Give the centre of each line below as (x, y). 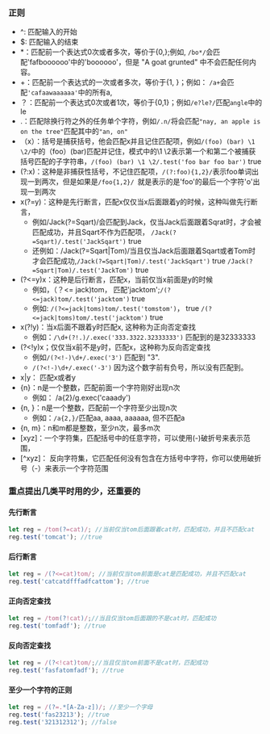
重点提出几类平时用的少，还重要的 (75, 492)
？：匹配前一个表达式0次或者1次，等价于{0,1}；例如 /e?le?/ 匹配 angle (134, 103)
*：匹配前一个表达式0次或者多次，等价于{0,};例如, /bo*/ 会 (116, 52)
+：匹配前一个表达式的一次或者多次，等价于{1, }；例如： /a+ (120, 82)
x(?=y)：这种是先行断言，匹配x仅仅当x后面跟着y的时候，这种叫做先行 (135, 202)
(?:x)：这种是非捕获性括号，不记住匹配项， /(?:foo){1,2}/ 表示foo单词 (136, 172)
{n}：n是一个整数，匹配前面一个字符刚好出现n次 (100, 388)
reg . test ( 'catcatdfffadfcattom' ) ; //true (79, 582)
